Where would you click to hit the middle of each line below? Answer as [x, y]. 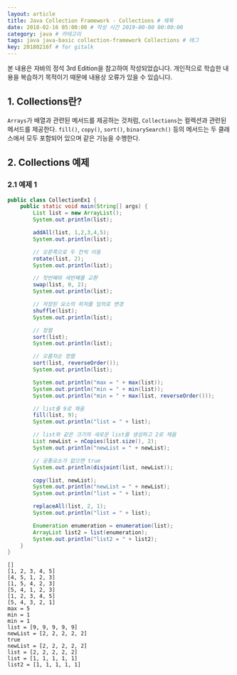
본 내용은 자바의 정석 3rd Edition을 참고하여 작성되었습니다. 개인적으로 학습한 [115, 68]
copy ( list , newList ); [65, 480]
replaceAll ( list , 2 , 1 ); [70, 506]
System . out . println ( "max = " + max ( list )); [98, 382]
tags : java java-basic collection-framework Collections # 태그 [103, 41]
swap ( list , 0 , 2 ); [60, 285]
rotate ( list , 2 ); [58, 258]
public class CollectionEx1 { [52, 200]
